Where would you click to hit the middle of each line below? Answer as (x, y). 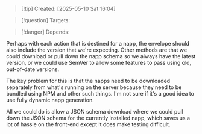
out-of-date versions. (33, 69)
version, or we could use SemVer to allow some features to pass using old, (99, 63)
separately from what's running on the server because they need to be (94, 87)
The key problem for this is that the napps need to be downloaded (88, 81)
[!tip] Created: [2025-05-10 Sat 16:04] (68, 9)
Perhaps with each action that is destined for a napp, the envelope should (98, 44)
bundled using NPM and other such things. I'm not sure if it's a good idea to (100, 93)
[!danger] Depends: (45, 32)
